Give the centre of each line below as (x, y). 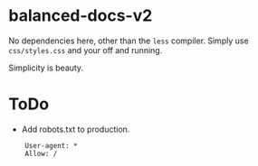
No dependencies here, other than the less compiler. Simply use (129, 41)
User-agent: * (51, 145)
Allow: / (41, 153)
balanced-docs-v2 (81, 16)
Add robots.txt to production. (76, 129)
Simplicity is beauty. (46, 68)
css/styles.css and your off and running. (86, 50)
